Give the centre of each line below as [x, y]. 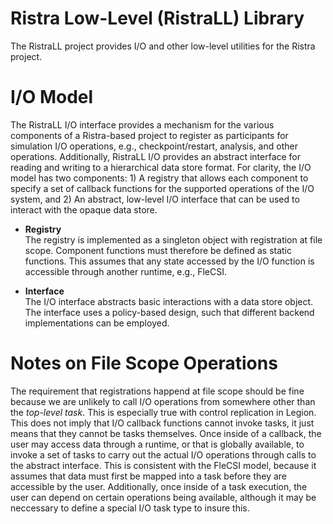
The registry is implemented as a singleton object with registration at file [173, 239]
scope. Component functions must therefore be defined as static [158, 250]
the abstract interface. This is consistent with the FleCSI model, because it [163, 465]
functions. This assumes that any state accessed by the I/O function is [169, 261]
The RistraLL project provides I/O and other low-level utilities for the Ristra [163, 46]
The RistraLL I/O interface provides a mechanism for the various [142, 124]
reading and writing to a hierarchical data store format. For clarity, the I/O [161, 167]
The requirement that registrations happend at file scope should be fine [157, 391]
